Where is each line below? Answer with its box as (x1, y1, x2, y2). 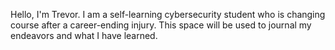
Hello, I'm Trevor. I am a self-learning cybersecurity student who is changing (10, 9, 326, 20)
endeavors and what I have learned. (10, 30, 158, 41)
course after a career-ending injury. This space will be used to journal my (10, 19, 312, 31)
